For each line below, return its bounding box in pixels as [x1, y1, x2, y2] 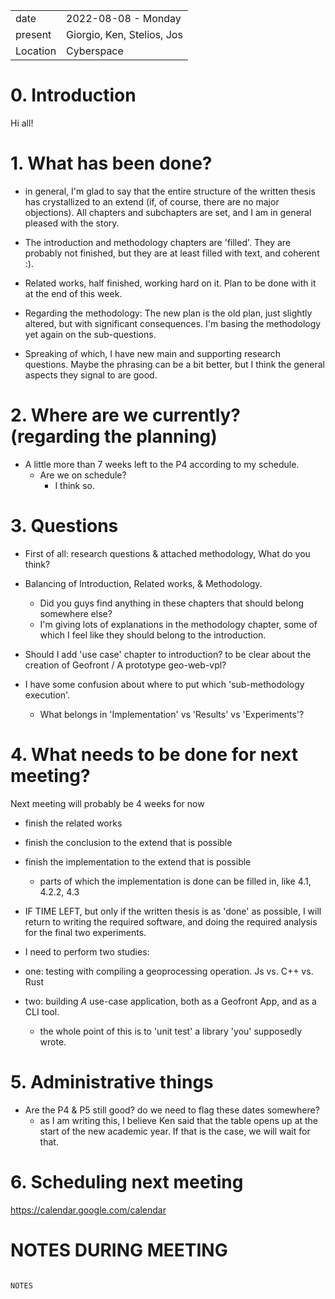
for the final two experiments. [24, 926, 147, 938]
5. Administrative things [10, 1070, 214, 1093]
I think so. [54, 479, 96, 491]
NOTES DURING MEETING [10, 1239, 228, 1261]
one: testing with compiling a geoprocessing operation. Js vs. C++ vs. [24, 965, 314, 977]
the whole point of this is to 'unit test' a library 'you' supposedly [39, 1025, 303, 1037]
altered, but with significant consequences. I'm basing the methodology [24, 317, 322, 329]
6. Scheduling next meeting [10, 1170, 244, 1193]
